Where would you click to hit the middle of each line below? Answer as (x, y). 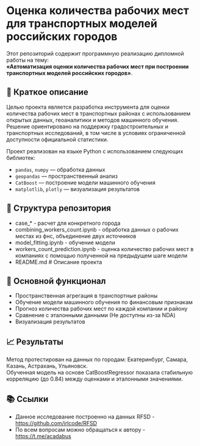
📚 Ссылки (27, 399)
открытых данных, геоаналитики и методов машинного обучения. (92, 120)
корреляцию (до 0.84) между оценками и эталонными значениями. (95, 379)
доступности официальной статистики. (57, 139)
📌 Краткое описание (47, 92)
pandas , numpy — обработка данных (60, 169)
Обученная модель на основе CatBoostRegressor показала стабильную (100, 373)
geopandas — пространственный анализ (66, 176)
